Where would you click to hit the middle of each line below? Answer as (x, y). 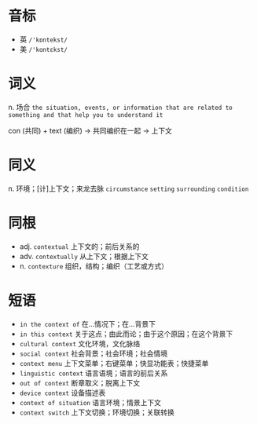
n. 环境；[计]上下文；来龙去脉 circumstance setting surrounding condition (128, 188)
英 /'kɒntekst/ (44, 39)
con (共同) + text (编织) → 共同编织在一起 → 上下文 (90, 130)
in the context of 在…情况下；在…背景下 (87, 323)
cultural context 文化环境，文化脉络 (80, 343)
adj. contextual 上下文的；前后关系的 (79, 246)
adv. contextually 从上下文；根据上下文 (84, 256)
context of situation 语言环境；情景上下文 (90, 402)
